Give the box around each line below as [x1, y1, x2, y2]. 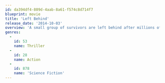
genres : [5, 30, 21, 35]
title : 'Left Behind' [5, 16, 50, 21]
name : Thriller [14, 43, 45, 48]
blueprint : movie [5, 12, 41, 17]
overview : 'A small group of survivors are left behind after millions [5, 25, 155, 30]
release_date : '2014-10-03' [5, 21, 63, 26]
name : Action [14, 57, 41, 62]
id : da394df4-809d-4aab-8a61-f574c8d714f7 [5, 7, 93, 12]
